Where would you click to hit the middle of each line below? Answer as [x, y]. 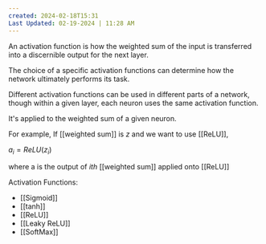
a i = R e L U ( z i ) [30, 150]
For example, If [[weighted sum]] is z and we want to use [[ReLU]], [119, 134]
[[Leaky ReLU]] [45, 224]
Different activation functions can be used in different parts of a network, [129, 94]
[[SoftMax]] [39, 232]
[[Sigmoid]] [39, 198]
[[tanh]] [33, 206]
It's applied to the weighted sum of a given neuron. [92, 118]
